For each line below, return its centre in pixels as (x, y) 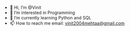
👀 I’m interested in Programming (42, 13)
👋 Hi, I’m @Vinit (25, 8)
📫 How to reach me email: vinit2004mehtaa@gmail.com (67, 23)
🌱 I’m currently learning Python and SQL (50, 18)
